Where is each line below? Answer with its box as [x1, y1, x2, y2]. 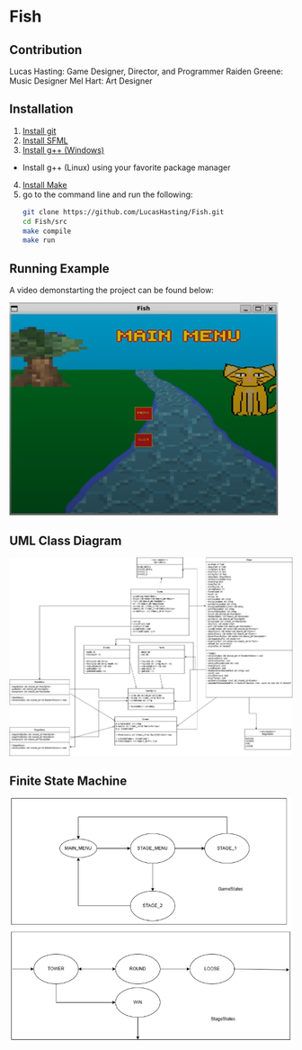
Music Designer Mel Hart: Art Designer [9, 76, 153, 86]
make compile [22, 227, 72, 236]
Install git [22, 125, 57, 136]
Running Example [9, 261, 110, 276]
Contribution [9, 42, 83, 58]
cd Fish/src [22, 217, 67, 226]
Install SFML [22, 135, 69, 146]
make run [22, 236, 56, 245]
